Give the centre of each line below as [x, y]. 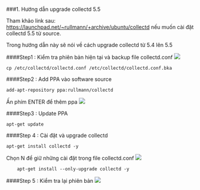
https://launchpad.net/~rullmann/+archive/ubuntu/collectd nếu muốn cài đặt [100, 27]
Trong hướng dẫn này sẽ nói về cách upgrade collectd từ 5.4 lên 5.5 [90, 45]
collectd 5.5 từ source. [34, 33]
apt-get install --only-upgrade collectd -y [73, 169]
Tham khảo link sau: [31, 21]
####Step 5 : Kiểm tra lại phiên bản [50, 181]
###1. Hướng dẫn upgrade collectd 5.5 [53, 9]
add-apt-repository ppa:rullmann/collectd [60, 90]
